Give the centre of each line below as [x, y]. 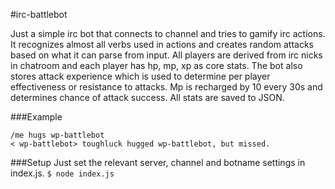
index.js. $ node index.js [62, 173]
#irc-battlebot [39, 14]
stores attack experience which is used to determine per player [140, 76]
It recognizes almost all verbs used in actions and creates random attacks [162, 44]
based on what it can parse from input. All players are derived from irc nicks [166, 55]
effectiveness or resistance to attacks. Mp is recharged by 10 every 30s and [166, 87]
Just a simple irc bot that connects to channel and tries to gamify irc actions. [168, 33]
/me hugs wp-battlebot [57, 135]
